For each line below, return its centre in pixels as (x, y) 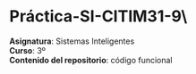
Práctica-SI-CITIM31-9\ (98, 16)
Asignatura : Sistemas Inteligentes (72, 41)
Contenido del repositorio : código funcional (91, 60)
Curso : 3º (28, 50)
